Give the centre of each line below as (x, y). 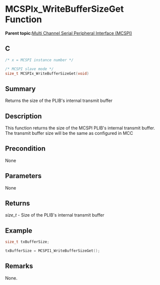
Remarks (19, 266)
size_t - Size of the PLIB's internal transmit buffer (55, 215)
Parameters (23, 176)
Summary (20, 89)
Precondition (25, 149)
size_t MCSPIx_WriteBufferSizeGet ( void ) (47, 73)
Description (23, 116)
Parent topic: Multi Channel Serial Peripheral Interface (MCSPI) (69, 33)
